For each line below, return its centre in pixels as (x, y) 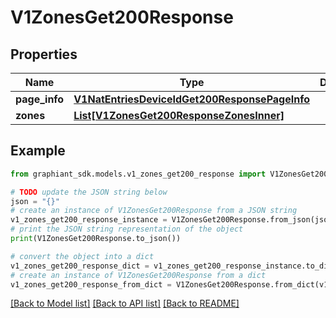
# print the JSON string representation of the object (127, 229)
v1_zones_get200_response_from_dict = (91, 284)
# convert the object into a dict (82, 256)
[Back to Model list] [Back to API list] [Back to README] (125, 303)
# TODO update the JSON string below (89, 192)
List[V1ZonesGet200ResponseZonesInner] (179, 115)
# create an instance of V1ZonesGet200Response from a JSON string (154, 211)
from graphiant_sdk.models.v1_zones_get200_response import (138, 174)
